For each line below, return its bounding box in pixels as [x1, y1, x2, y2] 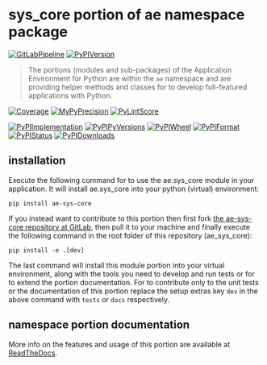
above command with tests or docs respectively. [8, 294, 170, 304]
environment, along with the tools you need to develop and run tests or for [8, 268, 256, 279]
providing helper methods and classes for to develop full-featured [27, 82, 248, 92]
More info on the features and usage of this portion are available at [8, 339, 231, 349]
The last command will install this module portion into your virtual [8, 260, 225, 270]
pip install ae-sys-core [8, 199, 92, 207]
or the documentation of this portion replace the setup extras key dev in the [8, 286, 258, 296]
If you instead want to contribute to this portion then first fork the [8, 214, 224, 223]
